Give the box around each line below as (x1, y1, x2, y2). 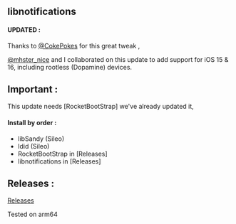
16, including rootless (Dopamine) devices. (7, 63, 133, 71)
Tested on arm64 (7, 210, 58, 219)
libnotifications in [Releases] (17, 156, 101, 166)
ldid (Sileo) (17, 142, 50, 150)
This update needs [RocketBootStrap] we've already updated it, (7, 102, 194, 111)
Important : (7, 83, 58, 95)
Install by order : (7, 119, 57, 127)
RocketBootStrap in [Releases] (17, 149, 108, 158)
